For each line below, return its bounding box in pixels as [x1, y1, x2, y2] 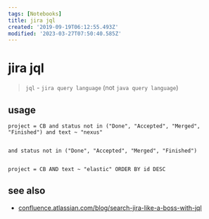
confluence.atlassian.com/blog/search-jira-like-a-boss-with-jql [18, 204, 203, 212]
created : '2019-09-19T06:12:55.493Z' [8, 23, 119, 30]
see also [8, 184, 46, 197]
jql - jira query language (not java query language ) [25, 84, 179, 92]
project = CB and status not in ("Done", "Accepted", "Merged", [8, 123, 201, 130]
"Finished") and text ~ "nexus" [8, 129, 103, 136]
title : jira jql [8, 17, 56, 24]
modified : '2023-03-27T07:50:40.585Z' [8, 30, 122, 37]
